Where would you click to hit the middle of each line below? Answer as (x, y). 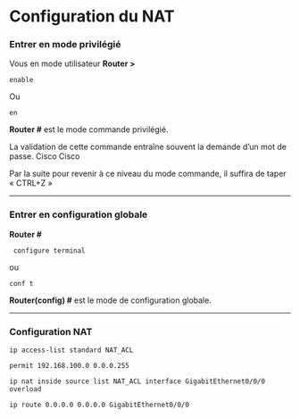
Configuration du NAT (92, 17)
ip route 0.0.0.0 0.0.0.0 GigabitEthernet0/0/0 (100, 405)
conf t (21, 283)
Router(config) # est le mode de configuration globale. (110, 300)
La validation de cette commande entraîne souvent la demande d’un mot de (148, 147)
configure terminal (50, 251)
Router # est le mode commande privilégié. (89, 130)
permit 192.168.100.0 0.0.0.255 (69, 366)
